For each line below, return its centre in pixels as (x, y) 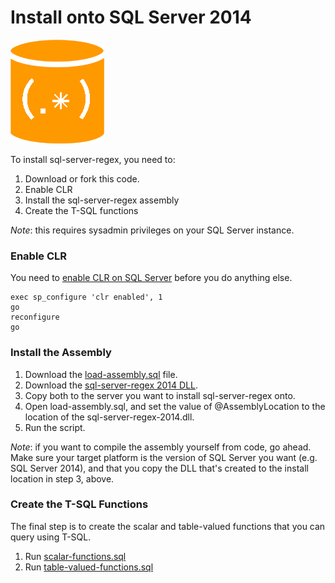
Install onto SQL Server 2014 (131, 17)
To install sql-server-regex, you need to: (93, 159)
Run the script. (55, 427)
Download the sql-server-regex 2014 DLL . (111, 385)
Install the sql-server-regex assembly (102, 200)
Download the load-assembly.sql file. (101, 374)
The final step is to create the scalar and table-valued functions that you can (168, 526)
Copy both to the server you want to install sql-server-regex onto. (160, 395)
